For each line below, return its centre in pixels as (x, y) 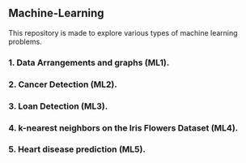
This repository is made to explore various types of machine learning (123, 32)
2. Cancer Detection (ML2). (63, 84)
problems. (25, 41)
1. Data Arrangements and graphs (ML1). (89, 62)
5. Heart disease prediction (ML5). (77, 149)
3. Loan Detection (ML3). (58, 106)
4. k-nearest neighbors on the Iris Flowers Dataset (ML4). (123, 127)
